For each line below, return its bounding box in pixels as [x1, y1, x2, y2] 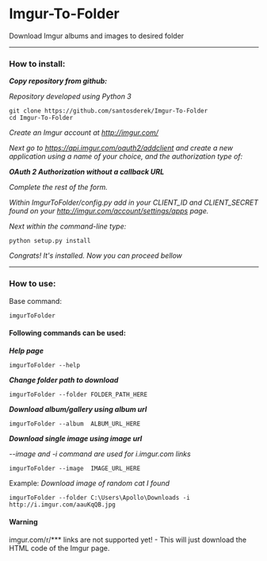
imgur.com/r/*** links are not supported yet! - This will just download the [9, 535, 247, 544]
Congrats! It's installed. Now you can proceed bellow [9, 251, 183, 260]
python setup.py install [9, 237, 91, 245]
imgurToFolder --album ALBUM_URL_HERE [9, 420, 141, 428]
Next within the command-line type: [9, 221, 127, 231]
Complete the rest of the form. [9, 183, 108, 192]
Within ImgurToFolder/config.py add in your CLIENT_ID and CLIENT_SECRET [9, 198, 258, 207]
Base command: [9, 296, 63, 305]
